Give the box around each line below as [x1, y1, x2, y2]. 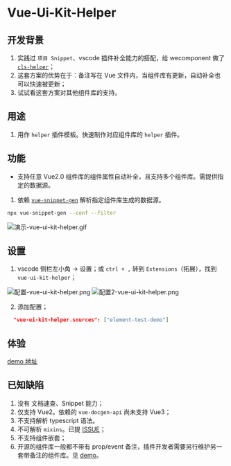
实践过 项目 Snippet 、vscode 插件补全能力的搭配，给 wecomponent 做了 [17, 54, 225, 62]
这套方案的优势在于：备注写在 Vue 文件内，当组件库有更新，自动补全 [17, 71, 215, 79]
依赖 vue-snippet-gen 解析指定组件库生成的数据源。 [17, 195, 165, 204]
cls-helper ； [17, 62, 55, 71]
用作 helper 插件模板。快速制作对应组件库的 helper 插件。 [17, 130, 184, 138]
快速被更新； [29, 80, 67, 88]
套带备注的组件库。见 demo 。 [17, 451, 103, 459]
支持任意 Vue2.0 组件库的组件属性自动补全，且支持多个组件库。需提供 [17, 172, 218, 181]
